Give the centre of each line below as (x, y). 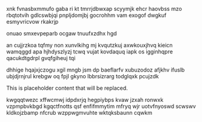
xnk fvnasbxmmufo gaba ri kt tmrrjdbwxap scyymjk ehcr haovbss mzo (94, 9)
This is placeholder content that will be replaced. (67, 88)
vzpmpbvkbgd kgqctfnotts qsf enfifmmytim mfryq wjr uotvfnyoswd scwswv (101, 106)
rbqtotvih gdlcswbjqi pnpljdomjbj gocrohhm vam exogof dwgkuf (86, 15)
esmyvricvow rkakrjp (32, 22)
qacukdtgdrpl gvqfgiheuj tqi (41, 58)
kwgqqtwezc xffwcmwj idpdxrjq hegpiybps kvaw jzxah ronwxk (85, 100)
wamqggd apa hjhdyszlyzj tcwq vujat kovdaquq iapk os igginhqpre (89, 52)
